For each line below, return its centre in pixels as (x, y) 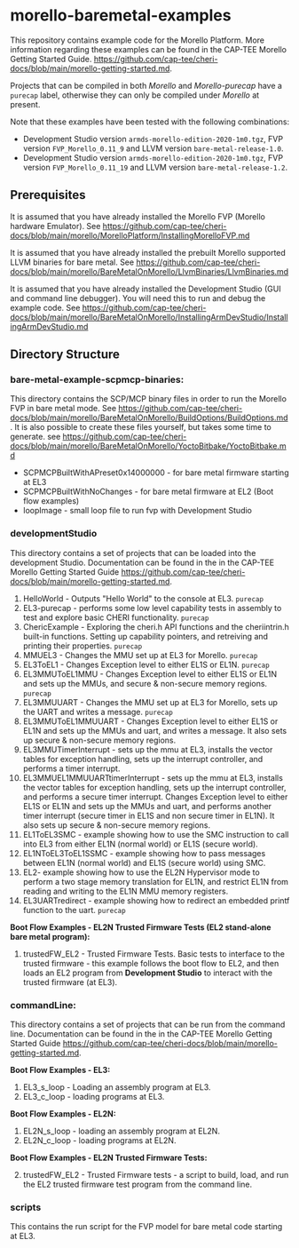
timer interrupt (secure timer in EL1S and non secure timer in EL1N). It (149, 815)
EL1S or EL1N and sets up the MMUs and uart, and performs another (147, 806)
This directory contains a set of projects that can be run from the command (148, 1025)
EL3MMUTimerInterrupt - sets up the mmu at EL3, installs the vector (148, 749)
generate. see (35, 437)
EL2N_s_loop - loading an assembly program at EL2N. (122, 1131)
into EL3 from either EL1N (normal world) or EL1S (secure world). (140, 844)
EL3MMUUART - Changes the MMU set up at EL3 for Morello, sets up (150, 702)
